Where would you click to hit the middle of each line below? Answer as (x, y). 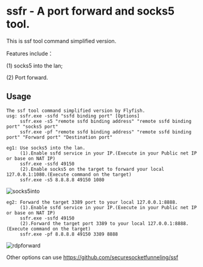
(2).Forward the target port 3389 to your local (83, 223)
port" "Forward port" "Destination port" (60, 137)
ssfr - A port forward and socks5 (91, 11)
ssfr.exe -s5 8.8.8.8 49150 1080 (62, 180)
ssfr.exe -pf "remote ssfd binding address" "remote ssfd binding (105, 132)
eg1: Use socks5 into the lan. (46, 148)
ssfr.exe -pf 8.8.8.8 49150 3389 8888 (69, 234)
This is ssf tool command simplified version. (61, 41)
